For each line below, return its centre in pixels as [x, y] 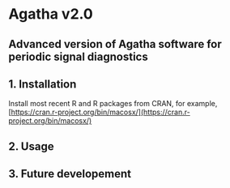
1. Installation [43, 84]
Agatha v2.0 [51, 14]
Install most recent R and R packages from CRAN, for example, [113, 104]
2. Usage [31, 146]
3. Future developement [70, 174]
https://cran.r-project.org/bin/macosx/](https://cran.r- [100, 112]
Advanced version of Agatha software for [115, 44]
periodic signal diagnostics [78, 56]
